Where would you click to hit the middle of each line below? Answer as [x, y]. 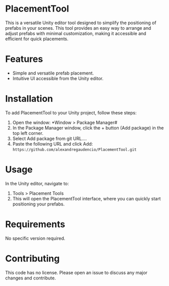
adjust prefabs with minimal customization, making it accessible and [76, 33]
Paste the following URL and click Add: [53, 144]
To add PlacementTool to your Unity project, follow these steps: [71, 113]
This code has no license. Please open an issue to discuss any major [76, 272]
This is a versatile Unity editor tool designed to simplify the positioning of [81, 23]
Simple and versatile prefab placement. [53, 73]
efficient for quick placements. [37, 39]
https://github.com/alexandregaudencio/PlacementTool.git [74, 150]
